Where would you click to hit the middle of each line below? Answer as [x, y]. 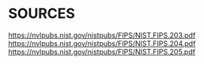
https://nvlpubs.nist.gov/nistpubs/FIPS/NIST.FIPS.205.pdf [102, 52]
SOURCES [42, 14]
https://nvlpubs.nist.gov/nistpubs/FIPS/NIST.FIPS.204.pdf [102, 43]
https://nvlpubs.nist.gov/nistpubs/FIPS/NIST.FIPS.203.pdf [102, 35]
